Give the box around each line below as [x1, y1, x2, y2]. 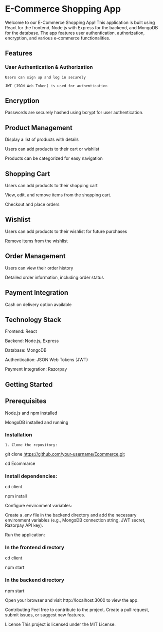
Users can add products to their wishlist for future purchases [5, 228, 127, 234]
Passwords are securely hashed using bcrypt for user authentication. [5, 110, 144, 115]
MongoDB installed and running [5, 419, 69, 425]
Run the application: [5, 532, 45, 538]
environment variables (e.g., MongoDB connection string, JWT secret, [5, 517, 145, 523]
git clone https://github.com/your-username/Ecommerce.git [5, 451, 125, 457]
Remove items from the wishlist [5, 238, 68, 244]
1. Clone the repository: [5, 442, 57, 447]
